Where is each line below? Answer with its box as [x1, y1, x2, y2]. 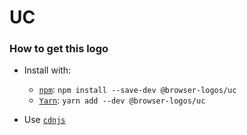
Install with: [23, 64, 72, 76]
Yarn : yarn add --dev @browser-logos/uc [38, 94, 206, 106]
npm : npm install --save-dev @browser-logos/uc [38, 84, 237, 96]
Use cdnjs [23, 114, 66, 126]
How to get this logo [9, 42, 109, 56]
